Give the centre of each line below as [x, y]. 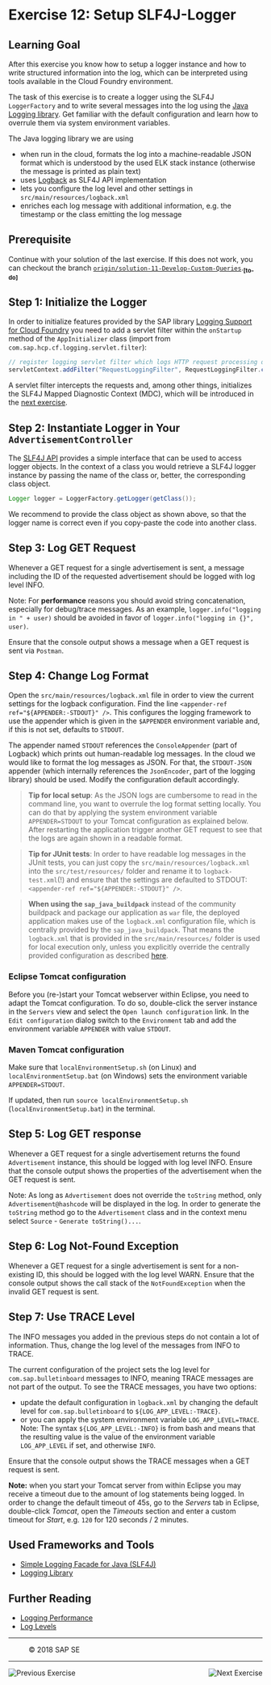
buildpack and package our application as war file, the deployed [134, 912]
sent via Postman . [36, 650]
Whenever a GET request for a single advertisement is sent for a [115, 1266]
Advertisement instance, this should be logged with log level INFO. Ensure [130, 1162]
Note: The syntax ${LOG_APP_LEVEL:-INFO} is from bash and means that [138, 1428]
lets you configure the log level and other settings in [106, 188]
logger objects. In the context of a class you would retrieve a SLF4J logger [132, 466]
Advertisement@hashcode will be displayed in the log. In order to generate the [134, 1204]
